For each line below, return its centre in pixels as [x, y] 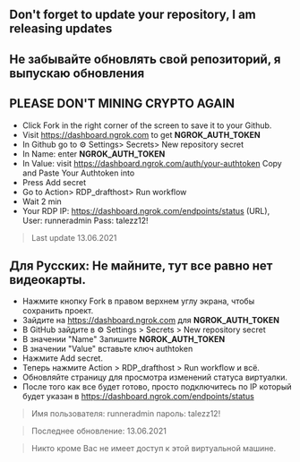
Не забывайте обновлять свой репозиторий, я [145, 59]
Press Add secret [54, 182]
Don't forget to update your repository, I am [133, 15]
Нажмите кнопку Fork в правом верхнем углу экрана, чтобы [138, 301]
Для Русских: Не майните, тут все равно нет [141, 265]
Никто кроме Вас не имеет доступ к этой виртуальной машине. [153, 449]
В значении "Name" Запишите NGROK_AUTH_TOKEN [124, 339]
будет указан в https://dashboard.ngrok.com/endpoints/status [138, 397]
